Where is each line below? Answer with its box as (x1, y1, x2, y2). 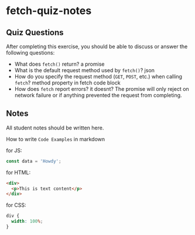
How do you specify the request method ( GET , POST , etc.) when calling (14, 73, 183, 80)
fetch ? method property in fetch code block (14, 79, 121, 86)
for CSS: (6, 202, 26, 209)
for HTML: (6, 169, 31, 176)
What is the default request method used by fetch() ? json (14, 67, 155, 74)
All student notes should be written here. (6, 124, 104, 131)
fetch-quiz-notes (6, 4, 92, 18)
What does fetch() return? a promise (14, 60, 105, 67)
